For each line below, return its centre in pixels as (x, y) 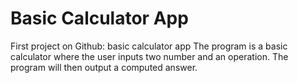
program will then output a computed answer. (104, 67)
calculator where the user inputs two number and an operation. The (149, 56)
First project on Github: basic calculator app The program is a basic (149, 46)
